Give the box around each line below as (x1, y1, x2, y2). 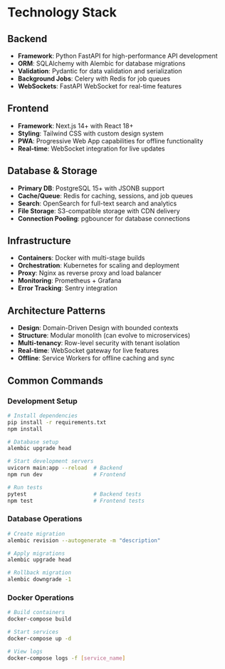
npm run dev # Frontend (7, 471, 126, 479)
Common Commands (7, 374, 103, 387)
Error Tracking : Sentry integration (17, 284, 117, 292)
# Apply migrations (7, 550, 66, 557)
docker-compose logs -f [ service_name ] (7, 654, 126, 662)
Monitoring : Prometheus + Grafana (17, 276, 122, 285)
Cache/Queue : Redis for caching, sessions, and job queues (17, 191, 194, 200)
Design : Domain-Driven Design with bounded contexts (17, 324, 179, 332)
